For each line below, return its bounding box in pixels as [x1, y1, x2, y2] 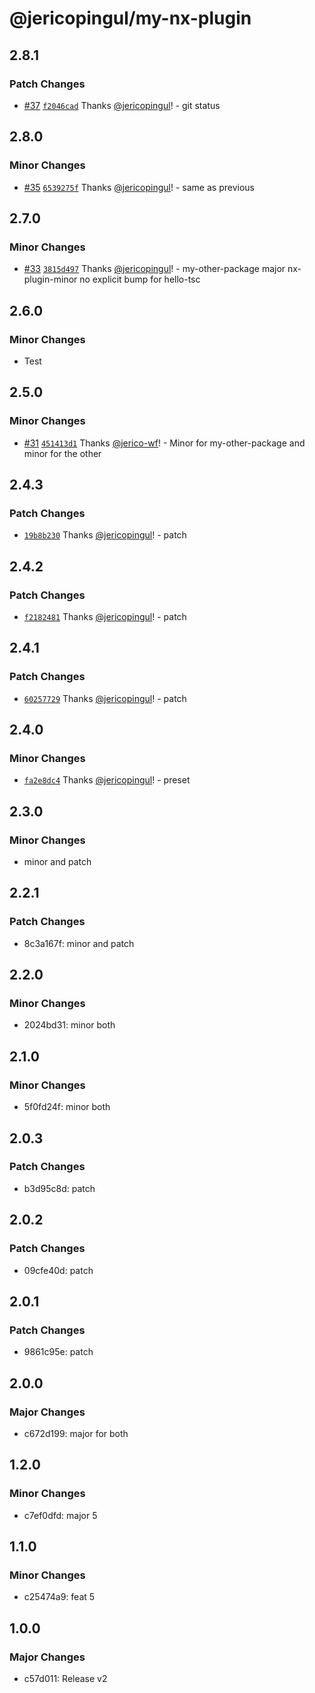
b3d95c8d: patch [23, 1182, 96, 1194]
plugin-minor [23, 273, 78, 286]
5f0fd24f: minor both [23, 1101, 111, 1113]
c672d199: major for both [23, 1427, 129, 1439]
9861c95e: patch [23, 1346, 94, 1358]
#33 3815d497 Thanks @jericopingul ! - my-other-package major [23, 263, 286, 275]
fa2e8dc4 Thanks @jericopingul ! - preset [23, 774, 191, 786]
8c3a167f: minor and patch [23, 937, 135, 949]
